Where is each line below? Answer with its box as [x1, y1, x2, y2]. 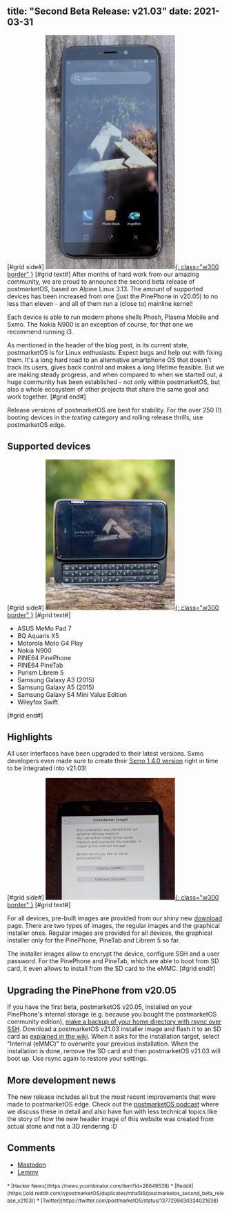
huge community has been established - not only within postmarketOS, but [7, 377, 221, 386]
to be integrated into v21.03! [7, 764, 88, 772]
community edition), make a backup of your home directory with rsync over [7, 1017, 222, 1026]
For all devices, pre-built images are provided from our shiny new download [7, 914, 223, 922]
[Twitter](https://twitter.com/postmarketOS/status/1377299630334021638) [40, 1197, 219, 1204]
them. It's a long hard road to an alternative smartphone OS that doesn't [7, 356, 212, 364]
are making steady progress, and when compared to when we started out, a [7, 370, 223, 379]
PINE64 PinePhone [17, 653, 71, 662]
